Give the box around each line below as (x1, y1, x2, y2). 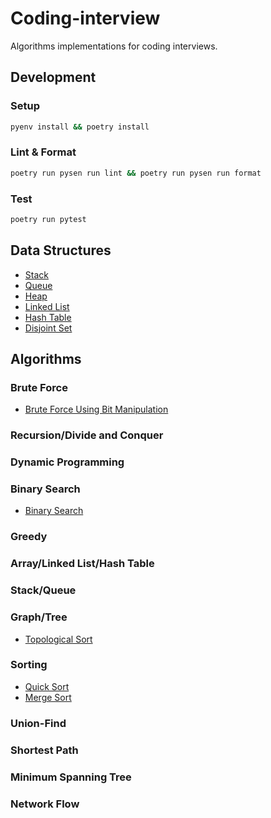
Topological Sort (24, 633, 93, 645)
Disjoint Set (24, 322, 73, 334)
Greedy (10, 530, 48, 544)
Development (10, 69, 97, 86)
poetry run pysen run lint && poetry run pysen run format (10, 168, 262, 178)
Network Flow (10, 797, 80, 811)
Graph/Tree (10, 610, 68, 624)
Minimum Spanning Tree (10, 770, 132, 784)
